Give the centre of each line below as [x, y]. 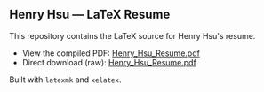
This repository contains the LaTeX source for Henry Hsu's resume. [132, 35]
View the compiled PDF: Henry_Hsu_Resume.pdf [111, 53]
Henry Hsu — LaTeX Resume [90, 15]
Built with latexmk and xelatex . [65, 80]
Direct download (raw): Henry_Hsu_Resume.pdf [109, 62]
